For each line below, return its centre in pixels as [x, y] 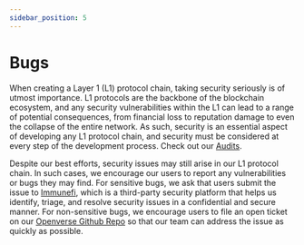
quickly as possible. [46, 230]
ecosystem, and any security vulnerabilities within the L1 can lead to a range [152, 107]
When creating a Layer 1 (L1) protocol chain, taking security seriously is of [147, 88]
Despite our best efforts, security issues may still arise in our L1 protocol [144, 163]
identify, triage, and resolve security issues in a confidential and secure [143, 201]
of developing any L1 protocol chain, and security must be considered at [144, 136]
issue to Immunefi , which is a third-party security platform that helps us [143, 192]
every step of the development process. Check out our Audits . [126, 145]
